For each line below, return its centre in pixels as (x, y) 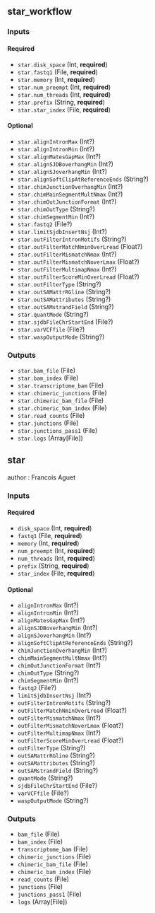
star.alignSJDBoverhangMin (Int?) (66, 164)
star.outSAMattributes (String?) (64, 299)
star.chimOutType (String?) (56, 209)
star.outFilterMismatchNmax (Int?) (67, 254)
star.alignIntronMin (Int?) (56, 149)
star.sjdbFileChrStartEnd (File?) (66, 322)
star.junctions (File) (48, 423)
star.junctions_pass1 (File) (57, 431)
